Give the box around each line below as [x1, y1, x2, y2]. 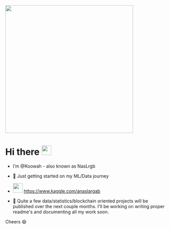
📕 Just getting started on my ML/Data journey [12, 173, 109, 179]
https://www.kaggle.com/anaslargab [23, 188, 101, 194]
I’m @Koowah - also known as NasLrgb [12, 163, 95, 169]
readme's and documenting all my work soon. [12, 209, 109, 215]
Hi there [5, 146, 40, 158]
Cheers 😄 [5, 218, 27, 224]
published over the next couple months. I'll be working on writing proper [12, 203, 165, 209]
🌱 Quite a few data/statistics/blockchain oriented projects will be [12, 198, 149, 204]
